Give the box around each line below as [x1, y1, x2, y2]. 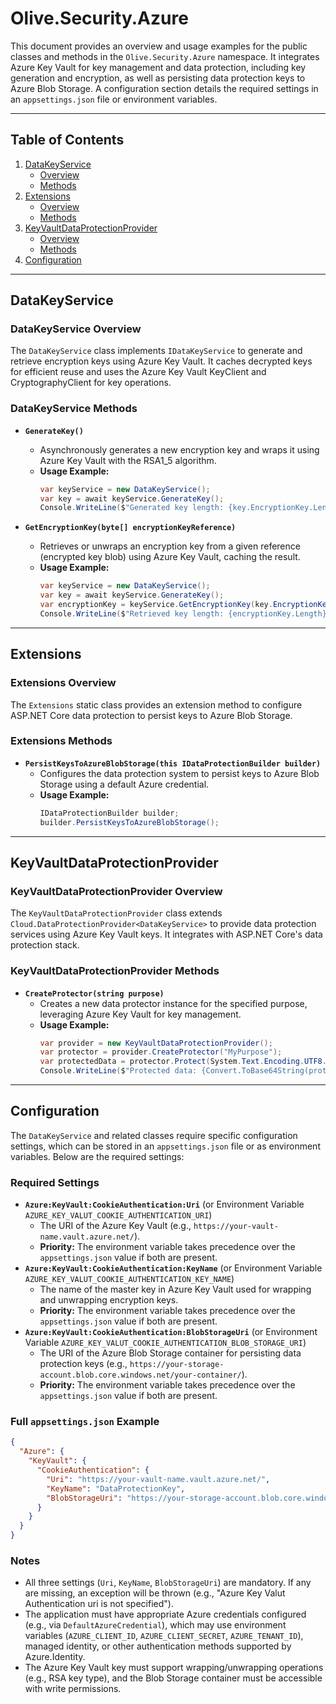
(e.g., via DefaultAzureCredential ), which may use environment [24, 1619, 287, 1631]
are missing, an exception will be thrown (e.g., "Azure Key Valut [24, 1587, 286, 1599]
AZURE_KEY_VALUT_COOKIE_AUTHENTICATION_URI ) [24, 1209, 213, 1221]
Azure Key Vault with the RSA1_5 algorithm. [39, 454, 217, 466]
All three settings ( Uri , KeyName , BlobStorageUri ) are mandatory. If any [24, 1577, 312, 1589]
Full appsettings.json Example [10, 1415, 160, 1429]
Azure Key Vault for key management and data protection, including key [10, 61, 307, 73]
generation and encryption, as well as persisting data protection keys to [10, 72, 306, 84]
